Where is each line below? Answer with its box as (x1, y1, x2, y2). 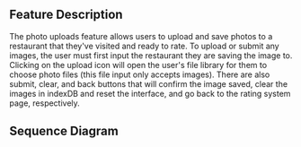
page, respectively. (9, 98, 81, 108)
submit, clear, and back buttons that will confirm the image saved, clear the (9, 78, 288, 89)
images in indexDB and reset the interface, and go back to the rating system (9, 88, 291, 99)
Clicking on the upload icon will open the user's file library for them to (9, 59, 268, 70)
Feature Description (9, 7, 123, 22)
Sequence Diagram (9, 124, 119, 139)
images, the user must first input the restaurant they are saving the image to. (9, 49, 293, 61)
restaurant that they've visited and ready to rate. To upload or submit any (9, 40, 280, 51)
